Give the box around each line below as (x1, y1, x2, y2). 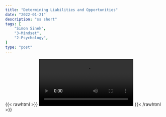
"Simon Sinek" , (14, 26, 46, 31)
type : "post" (5, 45, 33, 50)
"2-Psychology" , (14, 36, 49, 41)
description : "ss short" (5, 17, 57, 22)
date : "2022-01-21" (5, 12, 46, 17)
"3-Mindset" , (14, 31, 42, 36)
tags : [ (5, 21, 22, 27)
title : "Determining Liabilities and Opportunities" (5, 7, 118, 13)
